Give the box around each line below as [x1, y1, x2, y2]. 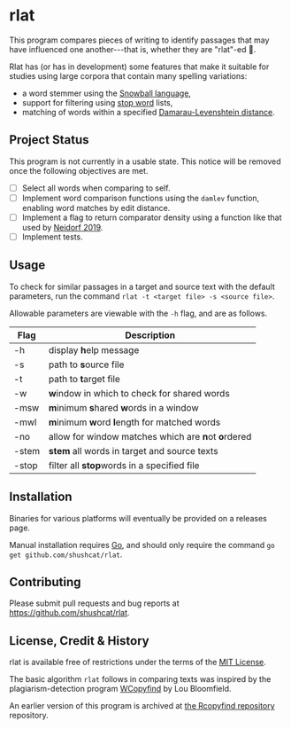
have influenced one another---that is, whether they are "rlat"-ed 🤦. [9, 43, 257, 54]
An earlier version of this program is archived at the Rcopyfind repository [9, 701, 276, 711]
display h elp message [48, 343, 140, 356]
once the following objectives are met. [9, 165, 149, 176]
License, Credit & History [9, 633, 149, 648]
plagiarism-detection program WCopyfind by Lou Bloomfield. [9, 684, 232, 694]
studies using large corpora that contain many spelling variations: [9, 70, 248, 81]
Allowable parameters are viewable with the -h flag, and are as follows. [9, 308, 268, 318]
